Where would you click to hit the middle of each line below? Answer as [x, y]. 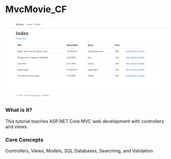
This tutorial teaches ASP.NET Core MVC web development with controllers [85, 121]
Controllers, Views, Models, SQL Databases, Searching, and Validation [79, 151]
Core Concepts [25, 140]
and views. [17, 126]
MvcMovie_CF [36, 9]
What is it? [19, 110]
